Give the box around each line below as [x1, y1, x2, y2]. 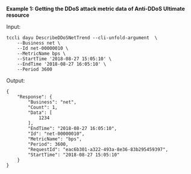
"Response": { [17, 94, 52, 100]
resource [6, 11, 30, 19]
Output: [6, 77, 25, 84]
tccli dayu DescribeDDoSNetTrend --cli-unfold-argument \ [6, 35, 158, 41]
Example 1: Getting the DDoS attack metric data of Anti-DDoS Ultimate [6, 5, 186, 12]
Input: [6, 23, 21, 30]
